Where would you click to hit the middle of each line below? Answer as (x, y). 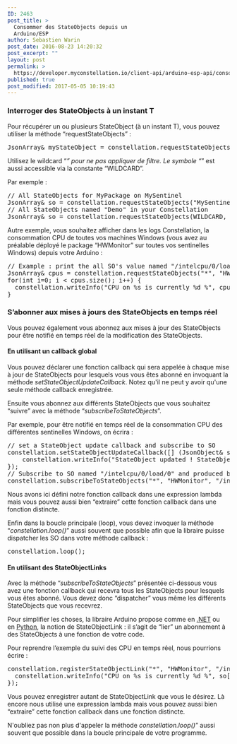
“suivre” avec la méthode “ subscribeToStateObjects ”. (85, 411)
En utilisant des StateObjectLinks (57, 567)
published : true (31, 79)
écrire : (18, 656)
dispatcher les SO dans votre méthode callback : (78, 538)
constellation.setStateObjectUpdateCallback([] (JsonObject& (115, 453)
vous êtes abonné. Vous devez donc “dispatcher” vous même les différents (117, 598)
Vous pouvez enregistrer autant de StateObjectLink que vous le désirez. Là (116, 697)
